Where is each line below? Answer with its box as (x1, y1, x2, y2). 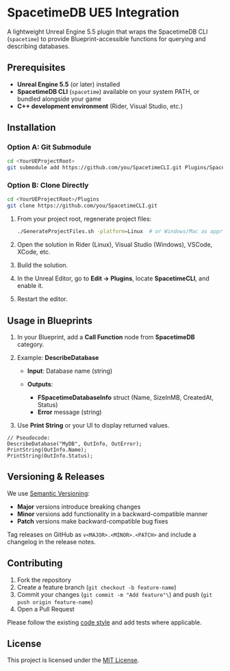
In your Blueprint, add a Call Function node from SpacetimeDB (16, 332, 195, 341)
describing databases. (7, 42, 71, 50)
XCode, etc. (16, 248, 51, 256)
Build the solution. (16, 261, 68, 269)
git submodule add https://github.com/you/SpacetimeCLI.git (7, 164, 183, 171)
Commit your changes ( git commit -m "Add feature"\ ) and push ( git (16, 590, 213, 598)
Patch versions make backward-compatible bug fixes (16, 517, 168, 525)
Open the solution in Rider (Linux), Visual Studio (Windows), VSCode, (16, 241, 213, 249)
